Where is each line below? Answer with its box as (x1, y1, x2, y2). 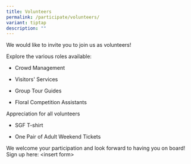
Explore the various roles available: (6, 53, 92, 60)
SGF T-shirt (14, 122, 43, 129)
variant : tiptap (6, 20, 46, 25)
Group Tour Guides (14, 87, 62, 95)
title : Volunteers (6, 8, 52, 15)
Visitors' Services (14, 76, 58, 83)
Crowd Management (14, 65, 65, 72)
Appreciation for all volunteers (6, 110, 80, 117)
